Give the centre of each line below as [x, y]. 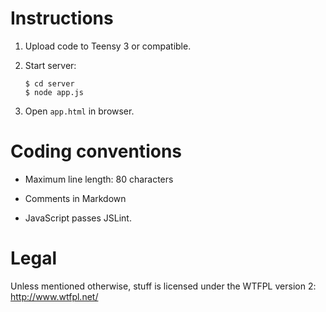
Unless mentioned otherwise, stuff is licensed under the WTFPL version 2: [163, 286]
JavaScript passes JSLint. [78, 218]
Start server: [50, 65]
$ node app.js [54, 92]
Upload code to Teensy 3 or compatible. [108, 46]
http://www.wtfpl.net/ [54, 296]
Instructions [62, 18]
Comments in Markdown [75, 198]
